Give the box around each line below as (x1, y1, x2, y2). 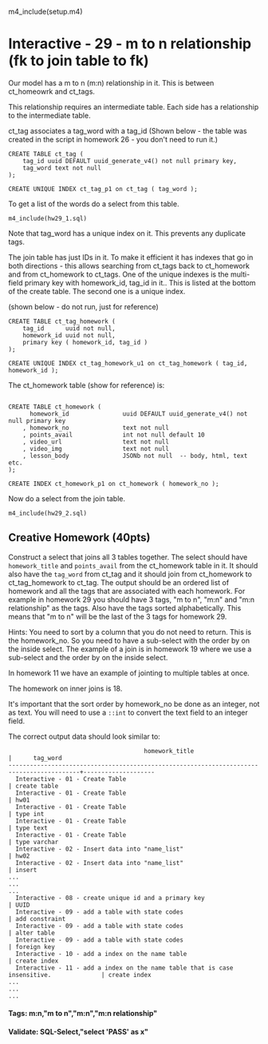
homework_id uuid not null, (22, 331, 116, 339)
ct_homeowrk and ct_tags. (8, 86, 96, 96)
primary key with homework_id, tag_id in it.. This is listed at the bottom (24, 277, 256, 287)
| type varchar (8, 838, 59, 846)
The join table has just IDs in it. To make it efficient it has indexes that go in (8, 252, 254, 262)
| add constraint (8, 914, 66, 922)
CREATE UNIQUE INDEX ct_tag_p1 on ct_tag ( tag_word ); (8, 185, 198, 193)
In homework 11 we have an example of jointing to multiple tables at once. (8, 667, 250, 678)
